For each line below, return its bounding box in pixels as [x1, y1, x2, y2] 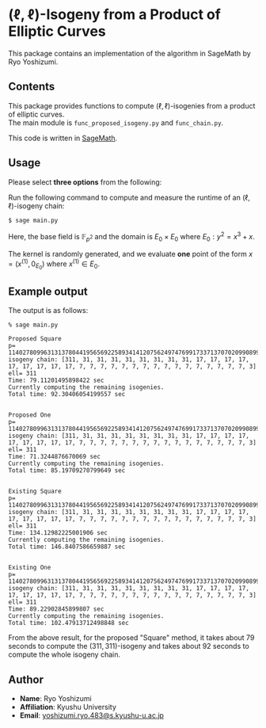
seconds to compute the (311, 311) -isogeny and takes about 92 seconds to [8, 642, 249, 651]
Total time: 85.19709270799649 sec [8, 467, 126, 475]
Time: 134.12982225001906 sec [8, 529, 108, 537]
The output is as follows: [8, 306, 89, 315]
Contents [8, 80, 55, 93]
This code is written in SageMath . [8, 133, 118, 143]
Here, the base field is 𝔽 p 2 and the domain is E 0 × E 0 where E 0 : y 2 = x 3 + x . [8, 231, 256, 243]
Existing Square [8, 487, 62, 496]
